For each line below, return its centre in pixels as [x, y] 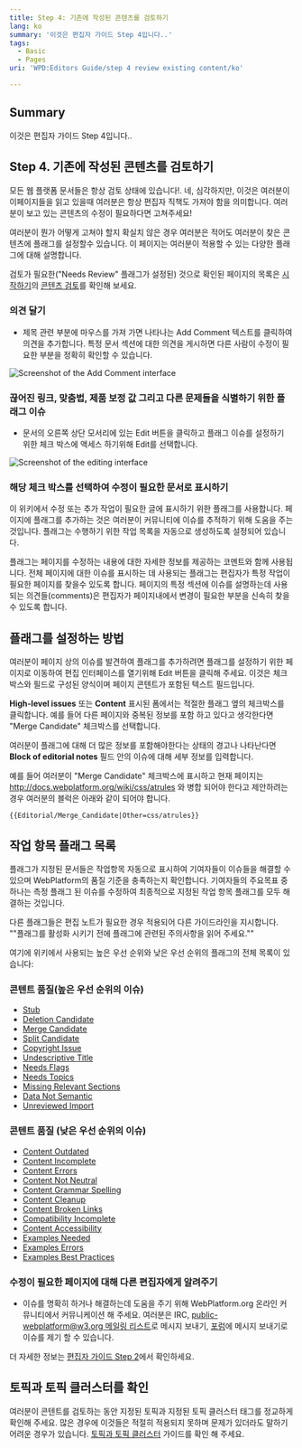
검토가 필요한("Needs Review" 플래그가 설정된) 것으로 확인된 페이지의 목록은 [145, 274]
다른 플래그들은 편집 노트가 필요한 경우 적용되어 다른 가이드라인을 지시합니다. [144, 922]
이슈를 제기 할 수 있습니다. [68, 1337]
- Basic [32, 52]
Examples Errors [53, 1247]
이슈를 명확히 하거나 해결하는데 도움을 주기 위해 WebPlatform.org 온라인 [150, 1303]
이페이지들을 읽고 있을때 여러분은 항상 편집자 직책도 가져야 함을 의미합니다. [141, 202]
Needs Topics [48, 1077]
